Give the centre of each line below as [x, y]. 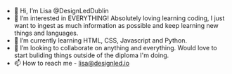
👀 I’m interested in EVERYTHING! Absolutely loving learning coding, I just [119, 18]
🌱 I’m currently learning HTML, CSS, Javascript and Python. [101, 40]
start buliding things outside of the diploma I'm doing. [91, 55]
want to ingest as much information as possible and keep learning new [116, 25]
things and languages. [46, 33]
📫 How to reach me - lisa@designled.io [72, 63]
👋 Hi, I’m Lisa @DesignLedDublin [61, 11]
